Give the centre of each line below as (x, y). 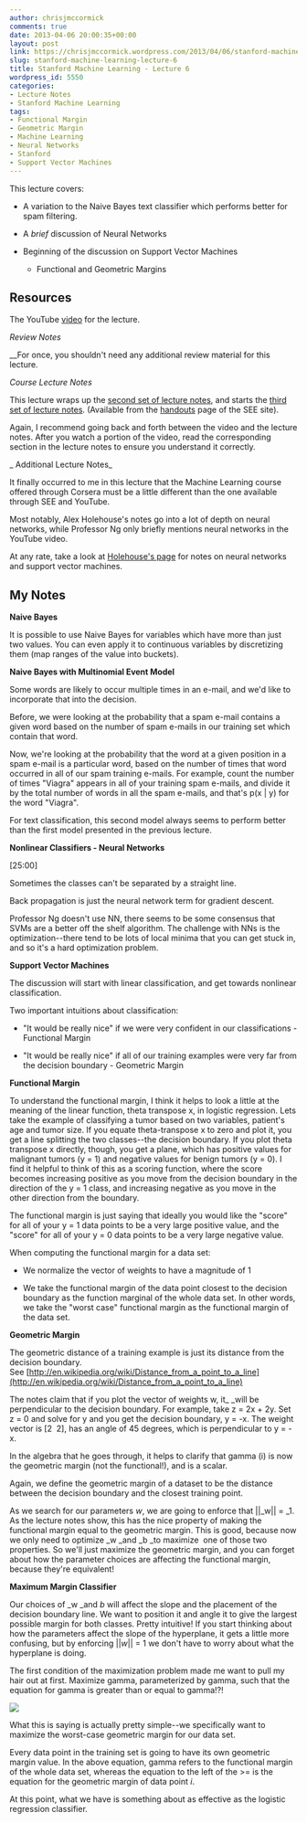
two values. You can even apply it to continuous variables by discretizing (146, 644)
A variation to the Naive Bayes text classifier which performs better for (155, 206)
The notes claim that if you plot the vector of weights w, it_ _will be (134, 1400)
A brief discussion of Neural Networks (95, 233)
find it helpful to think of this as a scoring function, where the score (136, 1169)
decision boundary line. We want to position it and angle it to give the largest (153, 1615)
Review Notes (35, 337)
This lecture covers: (47, 188)
